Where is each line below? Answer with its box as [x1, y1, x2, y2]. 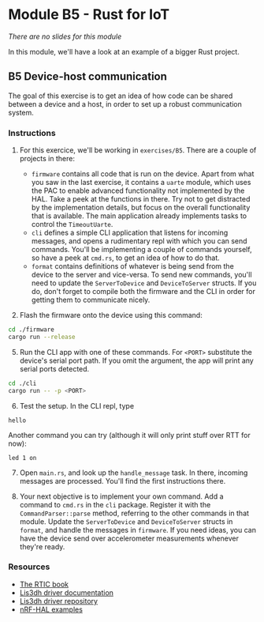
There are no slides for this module [8, 32, 122, 41]
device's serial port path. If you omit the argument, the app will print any [19, 356, 254, 365]
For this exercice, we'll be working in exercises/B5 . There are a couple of [19, 145, 257, 155]
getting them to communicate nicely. [31, 295, 151, 305]
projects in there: [19, 154, 75, 164]
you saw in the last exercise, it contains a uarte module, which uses [31, 178, 251, 187]
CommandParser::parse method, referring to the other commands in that [19, 508, 250, 518]
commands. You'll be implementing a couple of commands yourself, [31, 245, 252, 254]
